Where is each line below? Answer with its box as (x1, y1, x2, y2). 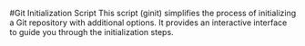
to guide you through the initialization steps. (9, 27, 175, 37)
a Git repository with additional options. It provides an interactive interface (9, 17, 288, 28)
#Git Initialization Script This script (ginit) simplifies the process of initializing (9, 8, 297, 18)
